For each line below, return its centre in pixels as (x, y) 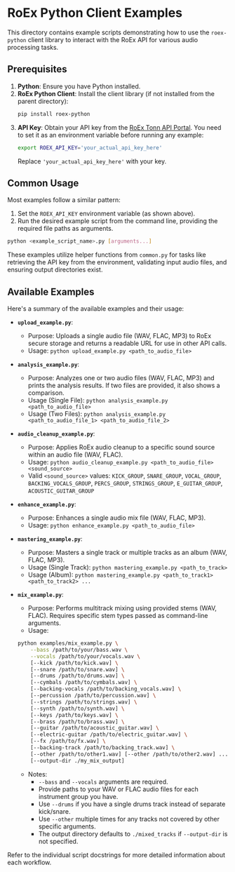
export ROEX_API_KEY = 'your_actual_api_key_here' (90, 148)
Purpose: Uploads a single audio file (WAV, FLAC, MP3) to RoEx (120, 336)
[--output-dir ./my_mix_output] (78, 760)
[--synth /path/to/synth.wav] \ (78, 709)
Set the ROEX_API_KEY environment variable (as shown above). (106, 214)
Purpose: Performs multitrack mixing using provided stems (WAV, (122, 608)
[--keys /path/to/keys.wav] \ (74, 715)
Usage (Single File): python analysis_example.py (98, 400)
